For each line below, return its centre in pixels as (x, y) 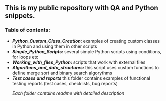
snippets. (20, 16)
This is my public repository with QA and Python (82, 8)
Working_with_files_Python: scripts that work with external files (79, 62)
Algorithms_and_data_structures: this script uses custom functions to (85, 67)
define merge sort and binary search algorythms (62, 73)
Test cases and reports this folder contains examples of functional (81, 78)
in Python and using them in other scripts (55, 46)
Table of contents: (28, 30)
